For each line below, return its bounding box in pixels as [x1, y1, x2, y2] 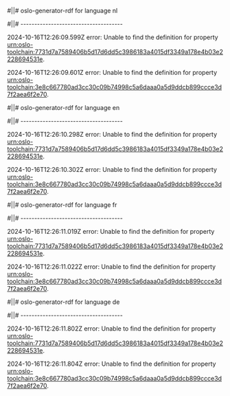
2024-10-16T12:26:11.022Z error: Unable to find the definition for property [7, 263, 216, 271]
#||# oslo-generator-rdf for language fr [7, 201, 117, 209]
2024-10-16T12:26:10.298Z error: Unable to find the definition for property [7, 131, 218, 138]
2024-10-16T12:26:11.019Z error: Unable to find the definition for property [7, 228, 215, 235]
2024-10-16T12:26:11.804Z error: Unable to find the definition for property [7, 360, 216, 368]
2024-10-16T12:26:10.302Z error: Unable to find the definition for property [7, 166, 218, 173]
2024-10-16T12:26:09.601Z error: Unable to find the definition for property [7, 69, 218, 76]
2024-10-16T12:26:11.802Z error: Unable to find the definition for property [7, 324, 216, 333]
